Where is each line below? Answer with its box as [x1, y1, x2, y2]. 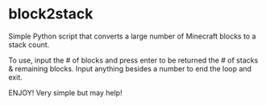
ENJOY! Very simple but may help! [8, 87, 123, 97]
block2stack [8, 5, 94, 23]
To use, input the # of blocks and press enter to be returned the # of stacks [8, 55, 259, 65]
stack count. [8, 39, 50, 49]
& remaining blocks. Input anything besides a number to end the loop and [8, 63, 252, 73]
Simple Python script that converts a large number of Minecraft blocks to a [8, 31, 256, 41]
